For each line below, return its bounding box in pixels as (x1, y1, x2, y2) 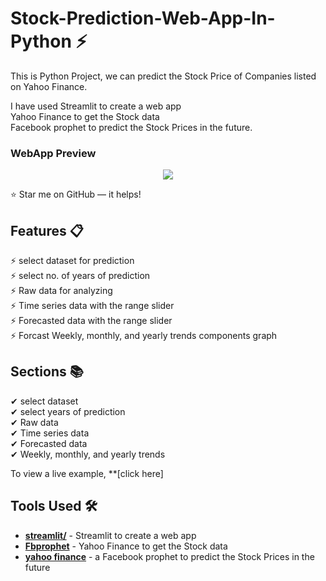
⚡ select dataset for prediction (10, 255, 135, 267)
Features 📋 (10, 222, 84, 239)
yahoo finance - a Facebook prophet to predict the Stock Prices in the (24, 550, 315, 562)
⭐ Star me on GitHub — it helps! (10, 188, 142, 201)
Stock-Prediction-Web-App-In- (10, 7, 276, 30)
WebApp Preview (10, 146, 97, 160)
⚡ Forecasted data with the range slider (10, 315, 173, 327)
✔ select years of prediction (10, 405, 126, 417)
